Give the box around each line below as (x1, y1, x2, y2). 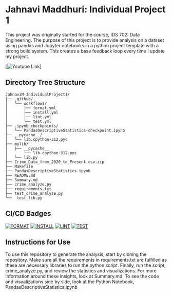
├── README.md (5, 173, 36, 178)
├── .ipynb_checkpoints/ (5, 123, 59, 128)
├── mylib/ (5, 141, 29, 146)
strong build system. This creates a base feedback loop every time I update (5, 48, 165, 54)
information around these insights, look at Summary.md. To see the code (5, 273, 159, 280)
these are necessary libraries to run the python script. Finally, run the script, (5, 262, 166, 268)
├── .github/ (5, 96, 33, 101)
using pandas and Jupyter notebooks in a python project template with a (5, 42, 159, 48)
